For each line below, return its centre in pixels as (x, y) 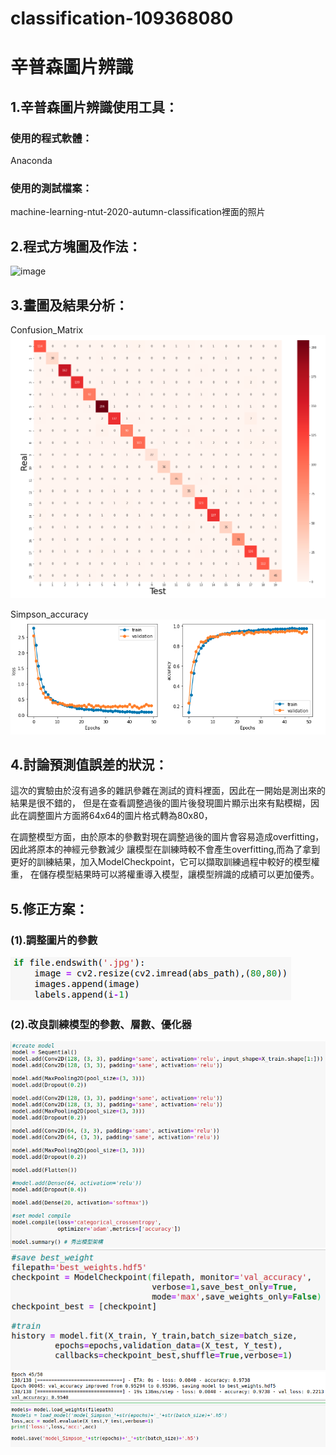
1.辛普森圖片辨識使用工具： (94, 107)
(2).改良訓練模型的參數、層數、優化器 (101, 1025)
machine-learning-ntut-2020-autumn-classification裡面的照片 (138, 212)
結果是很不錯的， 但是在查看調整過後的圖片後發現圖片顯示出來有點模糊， (160, 803)
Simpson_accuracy (49, 614)
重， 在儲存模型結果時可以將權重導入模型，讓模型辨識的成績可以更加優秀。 (165, 874)
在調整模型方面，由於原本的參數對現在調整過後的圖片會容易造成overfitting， (167, 837)
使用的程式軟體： (51, 138)
